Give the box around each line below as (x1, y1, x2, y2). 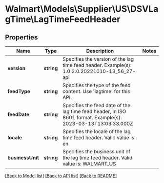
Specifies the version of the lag (62, 56, 134, 62)
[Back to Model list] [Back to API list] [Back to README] (5, 173, 117, 179)
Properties (5, 33, 38, 41)
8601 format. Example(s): (62, 114, 122, 121)
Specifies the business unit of (62, 148, 131, 155)
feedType (7, 88, 31, 94)
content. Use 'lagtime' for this (62, 88, 130, 94)
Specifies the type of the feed (62, 82, 131, 89)
